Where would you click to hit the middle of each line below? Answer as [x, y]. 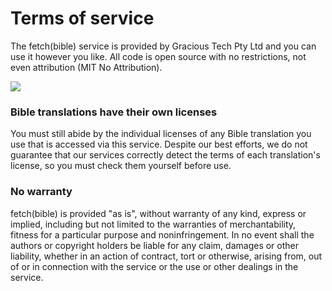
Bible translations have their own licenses [114, 112]
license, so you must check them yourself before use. [121, 166]
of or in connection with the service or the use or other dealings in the [154, 266]
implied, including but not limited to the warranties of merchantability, [153, 224]
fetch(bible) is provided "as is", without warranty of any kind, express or [158, 213]
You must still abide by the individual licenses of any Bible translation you [161, 134]
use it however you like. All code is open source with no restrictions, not [158, 56]
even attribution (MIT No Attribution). [86, 67]
